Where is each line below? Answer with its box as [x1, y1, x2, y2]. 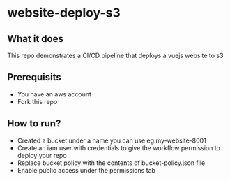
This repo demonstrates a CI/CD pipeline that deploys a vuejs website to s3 [7, 51, 224, 59]
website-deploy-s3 [7, 5, 121, 21]
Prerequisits [7, 71, 61, 83]
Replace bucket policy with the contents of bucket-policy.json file [17, 159, 206, 167]
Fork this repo [17, 97, 58, 106]
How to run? [7, 117, 61, 130]
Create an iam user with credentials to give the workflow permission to [17, 143, 221, 152]
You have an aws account [17, 89, 92, 99]
